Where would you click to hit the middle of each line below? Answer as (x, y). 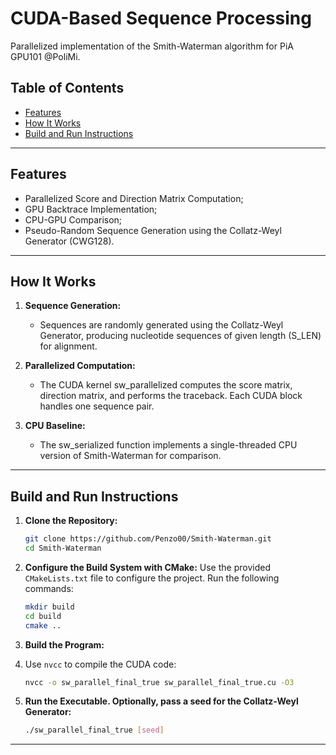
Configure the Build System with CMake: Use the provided (147, 567)
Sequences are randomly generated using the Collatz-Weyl (161, 325)
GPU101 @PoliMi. (45, 56)
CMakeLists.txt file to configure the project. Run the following (152, 578)
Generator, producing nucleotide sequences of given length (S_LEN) (180, 336)
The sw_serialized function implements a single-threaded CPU (168, 445)
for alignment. (68, 346)
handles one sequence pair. (97, 406)
